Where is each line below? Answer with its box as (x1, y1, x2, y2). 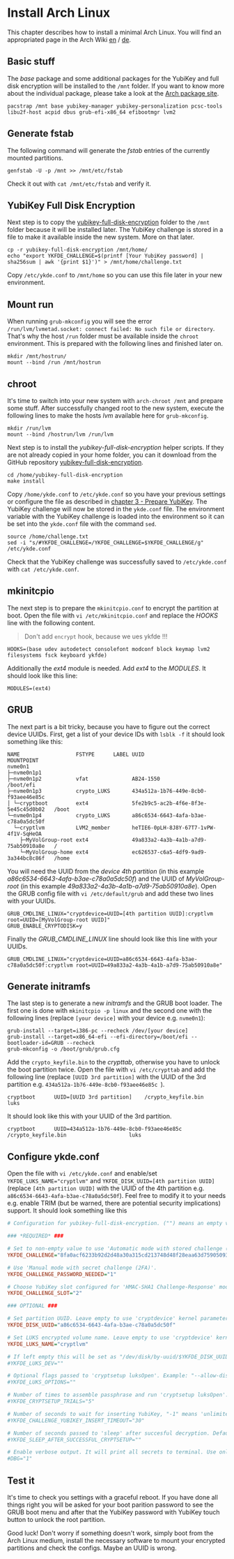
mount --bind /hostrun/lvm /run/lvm (7, 431, 114, 438)
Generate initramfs (7, 981, 91, 993)
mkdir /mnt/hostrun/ (7, 353, 68, 360)
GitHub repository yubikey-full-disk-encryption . (7, 458, 144, 466)
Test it (7, 1474, 35, 1486)
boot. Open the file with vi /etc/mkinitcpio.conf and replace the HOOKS (7, 611, 218, 620)
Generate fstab (7, 128, 75, 140)
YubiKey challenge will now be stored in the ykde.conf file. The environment (7, 505, 225, 513)
